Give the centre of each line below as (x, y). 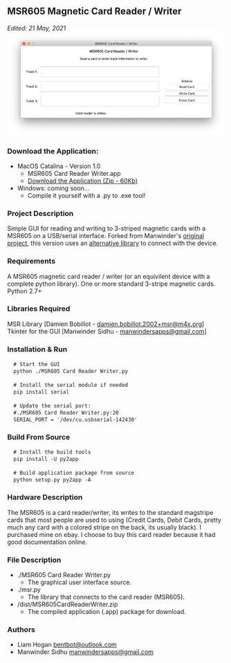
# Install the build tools (52, 453)
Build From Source (39, 437)
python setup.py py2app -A (52, 480)
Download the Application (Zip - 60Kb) (83, 181)
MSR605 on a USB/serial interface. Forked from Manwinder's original (106, 236)
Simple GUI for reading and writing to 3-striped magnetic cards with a (107, 228)
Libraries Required (39, 309)
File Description (34, 560)
